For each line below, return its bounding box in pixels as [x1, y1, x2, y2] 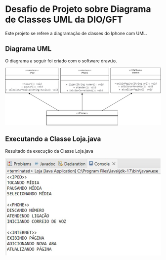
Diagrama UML [5, 44, 52, 53]
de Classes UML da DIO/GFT [5, 14, 124, 25]
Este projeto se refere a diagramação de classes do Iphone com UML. [5, 30, 147, 36]
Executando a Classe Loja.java [5, 135, 101, 143]
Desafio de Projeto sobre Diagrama [5, 3, 152, 15]
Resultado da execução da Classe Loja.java [5, 148, 93, 154]
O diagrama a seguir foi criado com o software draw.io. [5, 58, 117, 64]
